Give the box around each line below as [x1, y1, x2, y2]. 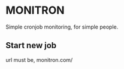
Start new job [5, 40, 57, 51]
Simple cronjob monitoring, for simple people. [5, 23, 119, 30]
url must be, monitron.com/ [5, 56, 73, 63]
